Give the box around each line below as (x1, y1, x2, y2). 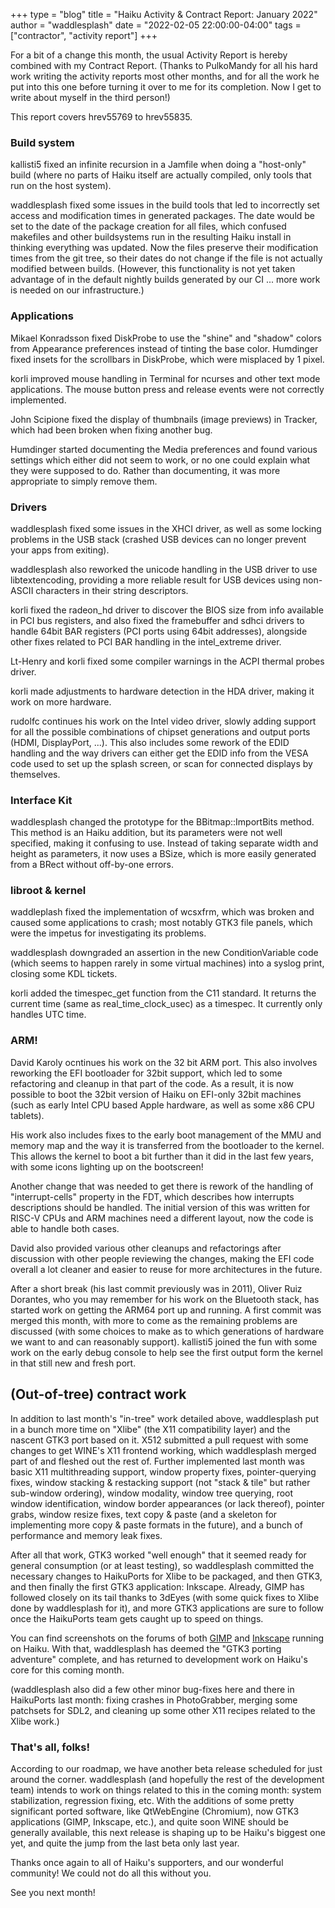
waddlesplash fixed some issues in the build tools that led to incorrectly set (10, 199, 320, 211)
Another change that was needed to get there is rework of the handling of (10, 1180, 314, 1192)
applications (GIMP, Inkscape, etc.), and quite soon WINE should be (10, 1815, 289, 1828)
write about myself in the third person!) (10, 92, 171, 103)
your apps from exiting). (10, 544, 110, 556)
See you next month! (10, 1886, 96, 1898)
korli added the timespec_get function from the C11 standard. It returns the (10, 987, 317, 999)
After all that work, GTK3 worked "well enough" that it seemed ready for (10, 1549, 307, 1561)
